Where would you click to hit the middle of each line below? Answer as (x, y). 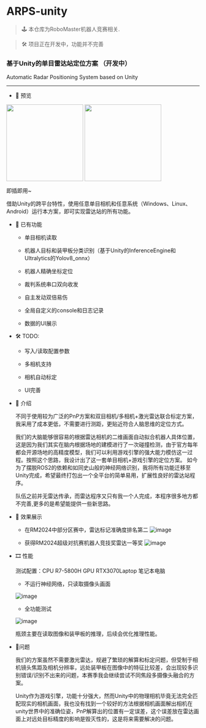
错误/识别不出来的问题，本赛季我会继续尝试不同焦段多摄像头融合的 (105, 675)
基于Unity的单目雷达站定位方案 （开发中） (69, 63)
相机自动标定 (40, 377)
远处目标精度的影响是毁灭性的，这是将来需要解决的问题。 (104, 719)
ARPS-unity (37, 11)
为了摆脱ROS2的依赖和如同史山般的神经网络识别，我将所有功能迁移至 (103, 468)
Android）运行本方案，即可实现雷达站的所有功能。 (70, 211)
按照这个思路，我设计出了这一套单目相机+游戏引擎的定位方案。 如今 (112, 460)
